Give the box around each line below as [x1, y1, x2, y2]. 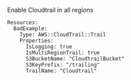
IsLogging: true [25, 43, 72, 50]
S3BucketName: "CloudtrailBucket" [25, 55, 125, 62]
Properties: [19, 37, 54, 44]
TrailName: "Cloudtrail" [25, 68, 97, 74]
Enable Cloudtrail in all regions [7, 6, 94, 14]
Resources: [7, 19, 39, 26]
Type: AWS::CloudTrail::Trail [19, 31, 107, 38]
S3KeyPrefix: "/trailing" [25, 61, 100, 68]
